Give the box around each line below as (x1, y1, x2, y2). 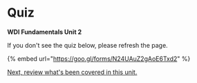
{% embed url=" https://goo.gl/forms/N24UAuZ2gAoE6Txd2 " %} (7, 54, 191, 63)
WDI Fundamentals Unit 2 (7, 28, 82, 36)
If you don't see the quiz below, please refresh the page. (7, 41, 168, 49)
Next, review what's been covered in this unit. (7, 68, 138, 76)
